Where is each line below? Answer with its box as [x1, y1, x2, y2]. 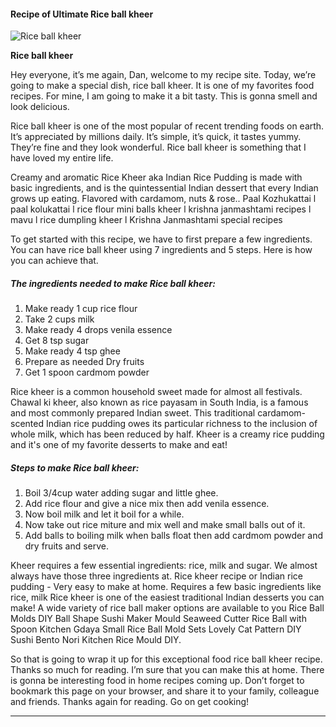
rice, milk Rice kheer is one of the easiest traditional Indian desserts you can [10, 591, 325, 604]
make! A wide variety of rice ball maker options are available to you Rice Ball [10, 602, 325, 614]
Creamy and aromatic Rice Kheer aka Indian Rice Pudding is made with [10, 171, 303, 184]
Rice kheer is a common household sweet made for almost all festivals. [10, 386, 303, 398]
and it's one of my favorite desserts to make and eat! [10, 439, 228, 451]
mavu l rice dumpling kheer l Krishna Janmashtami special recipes [10, 214, 283, 226]
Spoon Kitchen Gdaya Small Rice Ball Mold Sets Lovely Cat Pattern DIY [10, 623, 302, 635]
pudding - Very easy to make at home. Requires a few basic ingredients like [10, 581, 322, 593]
